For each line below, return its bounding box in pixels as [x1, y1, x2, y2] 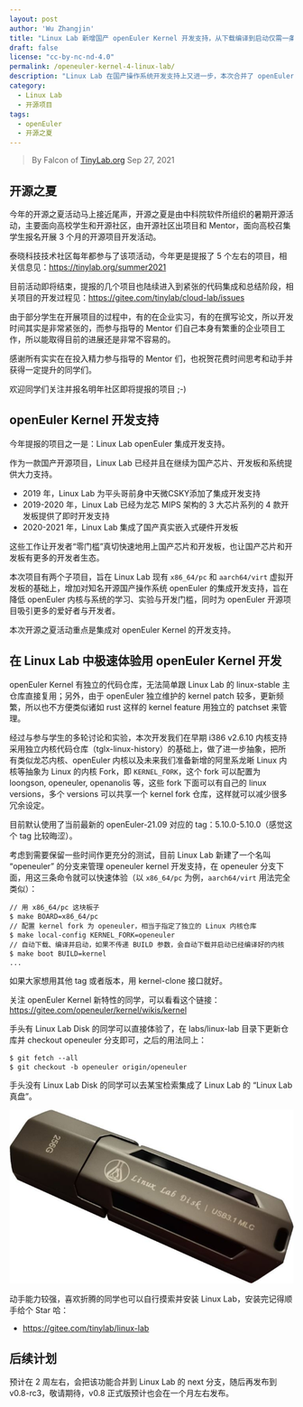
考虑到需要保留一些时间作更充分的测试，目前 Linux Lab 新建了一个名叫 [9, 849, 271, 860]
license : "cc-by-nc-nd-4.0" [9, 52, 115, 62]
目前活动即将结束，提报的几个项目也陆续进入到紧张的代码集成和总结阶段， [9, 281, 286, 292]
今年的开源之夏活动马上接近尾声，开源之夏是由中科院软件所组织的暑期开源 [9, 208, 286, 219]
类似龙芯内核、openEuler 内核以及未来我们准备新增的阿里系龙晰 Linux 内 [16, 754, 288, 765]
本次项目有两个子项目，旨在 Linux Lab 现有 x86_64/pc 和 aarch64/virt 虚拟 [9, 571, 286, 582]
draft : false [9, 43, 59, 52]
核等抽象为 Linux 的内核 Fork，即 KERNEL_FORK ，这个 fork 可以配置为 [9, 765, 262, 776]
